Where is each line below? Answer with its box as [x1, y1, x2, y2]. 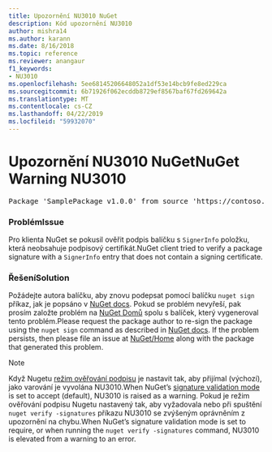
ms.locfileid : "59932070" [8, 118, 96, 126]
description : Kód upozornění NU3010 [8, 19, 132, 28]
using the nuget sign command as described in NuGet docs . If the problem [8, 325, 260, 335]
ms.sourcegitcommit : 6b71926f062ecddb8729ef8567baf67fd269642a [8, 87, 227, 96]
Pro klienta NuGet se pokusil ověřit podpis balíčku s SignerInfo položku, [8, 235, 250, 244]
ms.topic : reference [8, 50, 79, 58]
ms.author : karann [8, 34, 71, 43]
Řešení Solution [8, 273, 70, 284]
